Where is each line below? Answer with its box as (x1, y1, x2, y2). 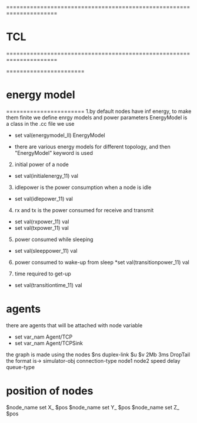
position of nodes (6, 385, 94, 398)
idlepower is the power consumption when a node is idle (14, 184, 152, 191)
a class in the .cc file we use (6, 120, 75, 127)
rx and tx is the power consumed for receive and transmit (14, 206, 154, 213)
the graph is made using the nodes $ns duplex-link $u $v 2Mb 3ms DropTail (6, 351, 190, 358)
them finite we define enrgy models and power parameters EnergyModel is (6, 113, 188, 121)
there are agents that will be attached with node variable (6, 321, 143, 328)
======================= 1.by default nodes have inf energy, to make (6, 108, 192, 115)
